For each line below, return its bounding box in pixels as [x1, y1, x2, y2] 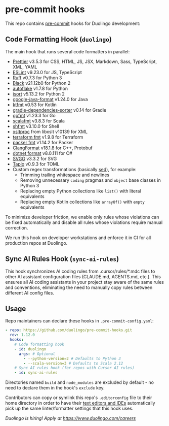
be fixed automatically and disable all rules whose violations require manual [5, 219, 163, 225]
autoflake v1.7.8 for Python [12, 85, 68, 91]
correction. [5, 224, 28, 231]
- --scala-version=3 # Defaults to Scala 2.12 [23, 361, 123, 366]
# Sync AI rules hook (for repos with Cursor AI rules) [14, 366, 135, 371]
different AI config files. [5, 289, 55, 296]
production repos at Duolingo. [5, 240, 68, 246]
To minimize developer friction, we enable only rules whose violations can [5, 214, 159, 220]
